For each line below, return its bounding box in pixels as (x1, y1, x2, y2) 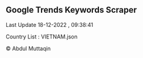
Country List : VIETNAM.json (5, 33, 78, 40)
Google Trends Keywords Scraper (5, 5, 137, 15)
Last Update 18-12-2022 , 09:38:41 (5, 21, 94, 28)
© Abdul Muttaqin (5, 45, 51, 52)
